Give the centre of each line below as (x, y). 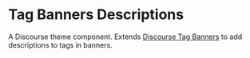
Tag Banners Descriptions (96, 15)
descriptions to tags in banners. (61, 44)
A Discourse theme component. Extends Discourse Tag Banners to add (125, 37)
